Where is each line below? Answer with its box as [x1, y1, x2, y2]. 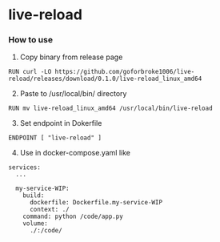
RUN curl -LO [8, 68, 52, 76]
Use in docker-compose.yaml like [19, 148, 130, 158]
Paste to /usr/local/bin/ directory [19, 89, 127, 99]
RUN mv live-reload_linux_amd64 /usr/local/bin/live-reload [8, 104, 214, 113]
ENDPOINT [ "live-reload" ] [8, 134, 102, 142]
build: [22, 192, 45, 200]
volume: [22, 220, 48, 228]
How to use [8, 34, 54, 46]
